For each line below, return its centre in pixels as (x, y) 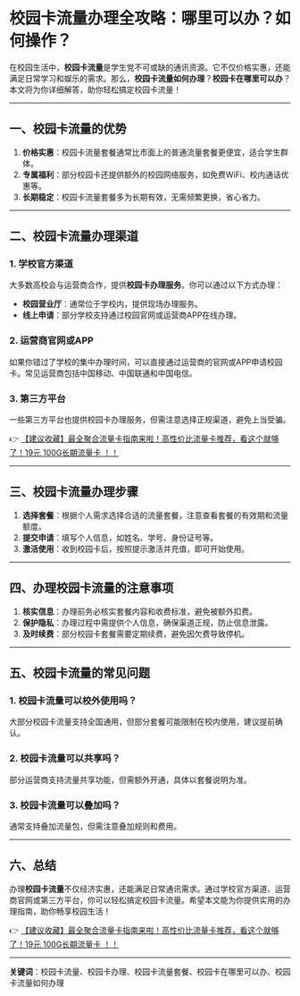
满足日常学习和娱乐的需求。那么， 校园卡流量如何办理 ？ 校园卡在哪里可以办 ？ (150, 78)
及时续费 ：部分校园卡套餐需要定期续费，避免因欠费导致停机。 (136, 634)
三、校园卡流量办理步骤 (74, 492)
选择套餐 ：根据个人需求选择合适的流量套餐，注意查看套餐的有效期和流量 (155, 515)
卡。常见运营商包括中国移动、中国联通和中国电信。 (103, 373)
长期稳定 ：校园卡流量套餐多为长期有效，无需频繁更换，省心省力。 (143, 197)
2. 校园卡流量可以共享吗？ (65, 759)
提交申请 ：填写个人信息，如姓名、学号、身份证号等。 (120, 537)
